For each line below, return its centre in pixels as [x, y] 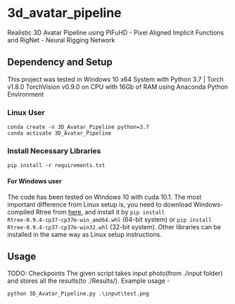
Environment [26, 94]
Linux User [26, 112]
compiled [21, 212]
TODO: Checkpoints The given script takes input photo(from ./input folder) [115, 274]
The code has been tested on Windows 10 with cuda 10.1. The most [104, 197]
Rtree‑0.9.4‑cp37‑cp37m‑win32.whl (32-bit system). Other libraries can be [114, 226]
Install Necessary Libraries [54, 151]
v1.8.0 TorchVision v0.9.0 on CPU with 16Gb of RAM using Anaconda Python [118, 87]
